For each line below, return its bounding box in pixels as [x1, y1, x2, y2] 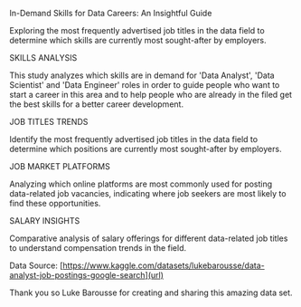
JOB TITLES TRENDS [9, 117, 89, 127]
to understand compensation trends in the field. [9, 243, 187, 253]
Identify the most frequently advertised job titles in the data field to [9, 134, 259, 144]
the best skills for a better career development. [9, 99, 183, 110]
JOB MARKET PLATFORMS [9, 161, 110, 171]
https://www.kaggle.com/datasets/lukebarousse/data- [62, 260, 265, 271]
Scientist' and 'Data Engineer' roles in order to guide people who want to [9, 80, 280, 90]
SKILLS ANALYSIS [9, 53, 78, 62]
